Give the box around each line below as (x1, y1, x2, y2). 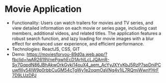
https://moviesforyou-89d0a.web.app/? (26, 51, 108, 57)
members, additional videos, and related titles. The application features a (11, 30, 162, 36)
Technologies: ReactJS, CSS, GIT (11, 46, 81, 52)
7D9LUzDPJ (11, 72, 37, 78)
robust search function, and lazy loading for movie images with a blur (11, 36, 154, 41)
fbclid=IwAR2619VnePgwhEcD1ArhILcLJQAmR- (11, 56, 110, 62)
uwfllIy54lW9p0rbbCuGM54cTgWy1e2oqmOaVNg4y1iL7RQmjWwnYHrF (11, 67, 160, 73)
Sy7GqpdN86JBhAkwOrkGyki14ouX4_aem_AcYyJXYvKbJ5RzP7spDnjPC (11, 62, 161, 68)
